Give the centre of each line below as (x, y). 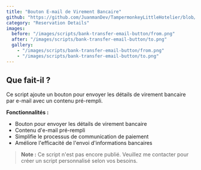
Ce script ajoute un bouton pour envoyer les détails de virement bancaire (96, 95)
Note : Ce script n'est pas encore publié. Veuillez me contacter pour (105, 154)
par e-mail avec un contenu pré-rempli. (54, 101)
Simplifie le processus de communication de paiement (82, 137)
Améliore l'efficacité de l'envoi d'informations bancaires (83, 143)
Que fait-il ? (28, 80)
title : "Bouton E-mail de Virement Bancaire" (64, 12)
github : (16, 17)
